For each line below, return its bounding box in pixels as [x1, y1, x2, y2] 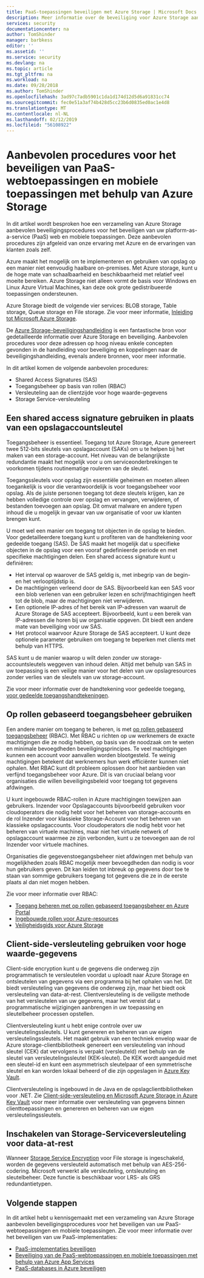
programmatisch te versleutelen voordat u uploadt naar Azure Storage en [6, 971, 189, 979]
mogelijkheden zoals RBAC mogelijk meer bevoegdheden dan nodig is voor [6, 859, 195, 866]
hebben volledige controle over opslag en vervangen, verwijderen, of [6, 495, 179, 503]
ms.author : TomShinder [6, 88, 64, 94]
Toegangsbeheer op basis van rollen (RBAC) [15, 383, 126, 390]
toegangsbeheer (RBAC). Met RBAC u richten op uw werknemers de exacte [6, 732, 195, 739]
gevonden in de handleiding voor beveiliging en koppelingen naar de [6, 346, 178, 354]
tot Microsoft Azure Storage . [6, 315, 78, 323]
